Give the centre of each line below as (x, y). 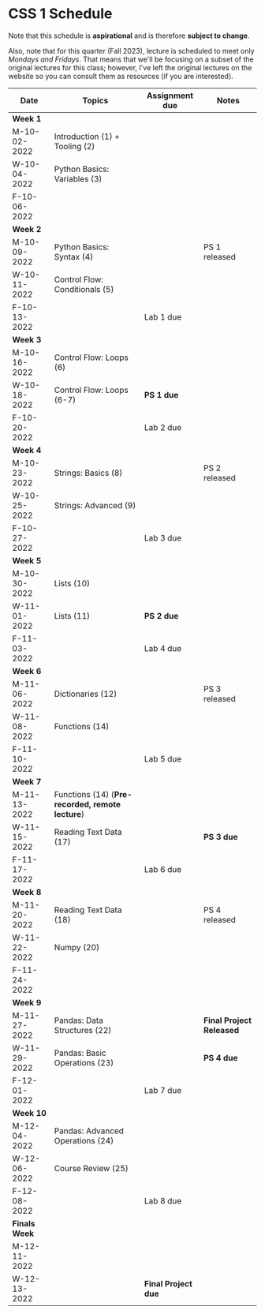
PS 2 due (162, 616)
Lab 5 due (163, 758)
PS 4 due (221, 1058)
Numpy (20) (77, 947)
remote (107, 804)
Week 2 (27, 229)
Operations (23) (84, 1062)
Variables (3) (78, 178)
